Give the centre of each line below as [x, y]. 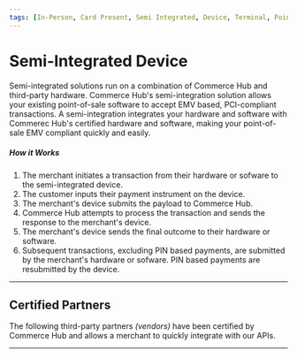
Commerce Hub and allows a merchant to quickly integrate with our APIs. [142, 336]
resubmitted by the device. [71, 269]
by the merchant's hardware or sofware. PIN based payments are [141, 259]
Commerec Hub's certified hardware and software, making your [126, 123]
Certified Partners [60, 305]
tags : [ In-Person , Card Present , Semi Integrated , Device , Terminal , [140, 17]
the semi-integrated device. [72, 184]
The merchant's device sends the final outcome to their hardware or [146, 232]
